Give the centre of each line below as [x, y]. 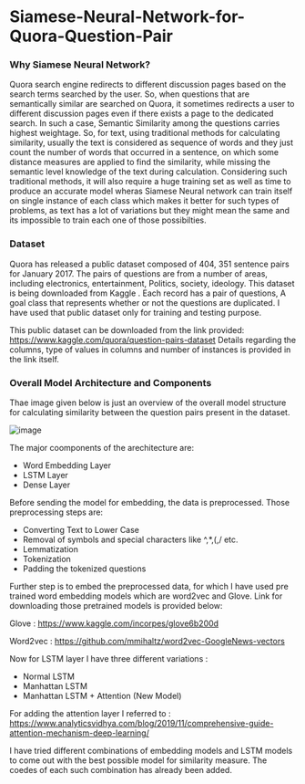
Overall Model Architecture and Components [111, 382]
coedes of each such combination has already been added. [121, 770]
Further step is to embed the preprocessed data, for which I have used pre [149, 587]
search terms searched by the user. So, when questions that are [130, 94]
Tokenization [46, 559]
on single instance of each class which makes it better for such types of [144, 201]
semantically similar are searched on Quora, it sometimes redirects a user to [152, 104]
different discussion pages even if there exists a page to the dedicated [142, 114]
